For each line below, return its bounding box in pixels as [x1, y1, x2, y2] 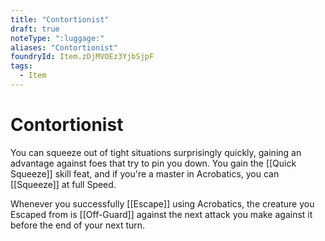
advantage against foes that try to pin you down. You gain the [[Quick [10, 157, 297, 169]
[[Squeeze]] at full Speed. [10, 178, 117, 190]
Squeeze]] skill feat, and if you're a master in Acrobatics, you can [10, 167, 280, 180]
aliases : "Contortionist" [10, 42, 118, 53]
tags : [10, 61, 33, 71]
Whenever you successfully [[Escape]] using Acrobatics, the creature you [10, 197, 315, 210]
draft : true [10, 24, 60, 34]
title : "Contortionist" [10, 14, 110, 25]
